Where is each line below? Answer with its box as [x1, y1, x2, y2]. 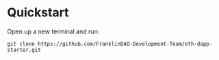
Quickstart [7, 5, 70, 20]
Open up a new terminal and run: [7, 27, 100, 35]
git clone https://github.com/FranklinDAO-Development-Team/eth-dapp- [7, 40, 213, 47]
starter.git [7, 46, 41, 53]
